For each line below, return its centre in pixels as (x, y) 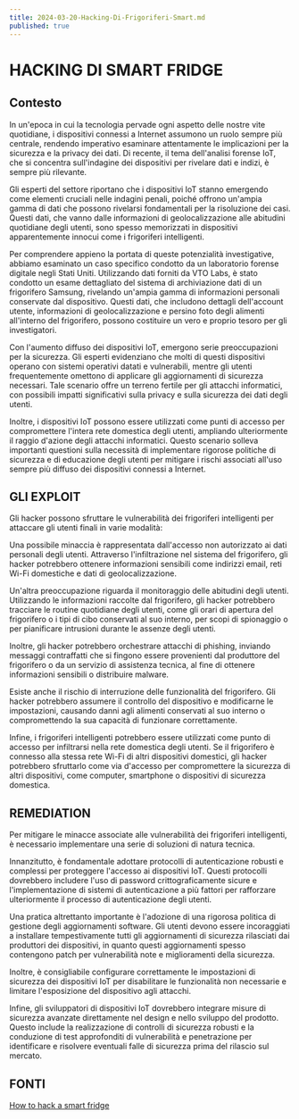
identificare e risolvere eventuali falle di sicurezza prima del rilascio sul (139, 1047)
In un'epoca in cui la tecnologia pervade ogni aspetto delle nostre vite (137, 124)
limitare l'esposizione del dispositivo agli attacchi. (100, 991)
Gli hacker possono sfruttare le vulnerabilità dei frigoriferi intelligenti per (141, 518)
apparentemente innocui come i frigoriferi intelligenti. (107, 237)
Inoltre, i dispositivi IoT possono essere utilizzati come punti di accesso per (147, 422)
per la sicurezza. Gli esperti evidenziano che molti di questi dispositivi (137, 356)
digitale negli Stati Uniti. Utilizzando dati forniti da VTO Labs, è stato (134, 272)
